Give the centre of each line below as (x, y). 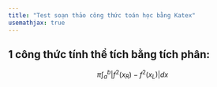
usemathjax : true (37, 23)
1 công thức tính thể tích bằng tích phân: (109, 54)
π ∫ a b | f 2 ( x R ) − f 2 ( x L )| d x (133, 74)
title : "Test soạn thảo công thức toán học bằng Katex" (102, 15)
